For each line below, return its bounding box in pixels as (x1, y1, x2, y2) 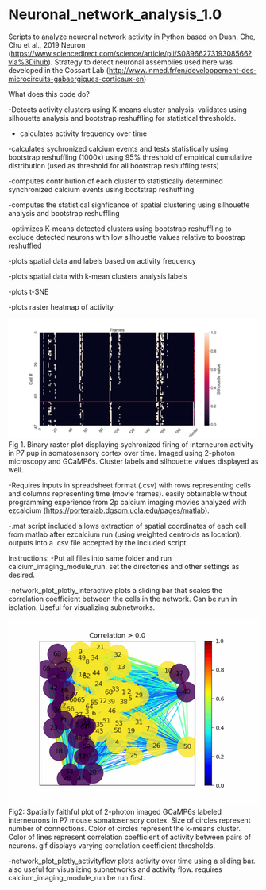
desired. (8, 570, 36, 580)
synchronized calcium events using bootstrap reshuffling (8, 184, 195, 194)
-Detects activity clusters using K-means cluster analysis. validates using (8, 105, 248, 114)
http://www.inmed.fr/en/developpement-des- (108, 65, 257, 75)
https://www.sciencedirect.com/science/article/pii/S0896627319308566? (10, 48, 253, 58)
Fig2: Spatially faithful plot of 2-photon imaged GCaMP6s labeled (8, 807, 222, 817)
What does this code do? (8, 89, 90, 98)
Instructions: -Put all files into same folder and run (8, 553, 172, 563)
